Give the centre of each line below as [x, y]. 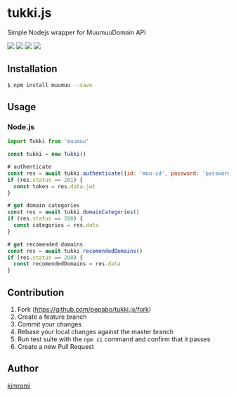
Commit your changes [50, 324]
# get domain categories [44, 206]
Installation [32, 69]
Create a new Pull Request [56, 346]
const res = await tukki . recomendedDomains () [75, 251]
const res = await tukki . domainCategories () [73, 212]
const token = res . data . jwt [55, 186]
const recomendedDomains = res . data [67, 264]
